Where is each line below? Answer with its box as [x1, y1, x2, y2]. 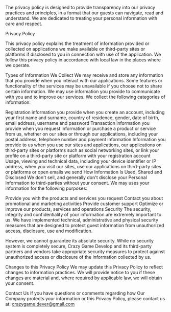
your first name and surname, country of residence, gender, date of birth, [5, 115, 160, 121]
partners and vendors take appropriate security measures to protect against [5, 249, 165, 255]
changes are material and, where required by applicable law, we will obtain [5, 275, 162, 281]
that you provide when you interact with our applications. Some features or [5, 78, 163, 83]
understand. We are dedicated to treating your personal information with [5, 15, 158, 21]
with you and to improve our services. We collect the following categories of [5, 94, 166, 100]
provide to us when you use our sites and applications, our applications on [5, 142, 162, 148]
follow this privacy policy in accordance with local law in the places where [5, 57, 161, 63]
